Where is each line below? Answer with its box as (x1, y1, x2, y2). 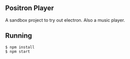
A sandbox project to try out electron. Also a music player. (5, 17, 125, 23)
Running (5, 32, 33, 40)
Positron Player (5, 4, 54, 12)
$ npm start (5, 49, 30, 54)
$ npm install (5, 45, 35, 50)
